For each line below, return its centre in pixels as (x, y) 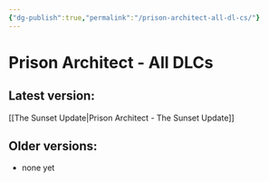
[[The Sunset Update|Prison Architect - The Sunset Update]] (121, 118)
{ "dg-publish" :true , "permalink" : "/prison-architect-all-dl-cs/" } (134, 18)
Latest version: (52, 96)
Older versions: (53, 146)
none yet (38, 168)
